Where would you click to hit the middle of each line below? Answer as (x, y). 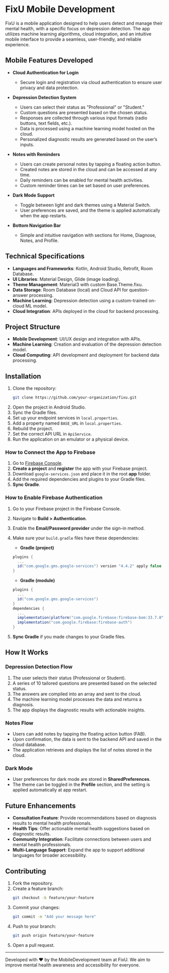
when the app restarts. (44, 215)
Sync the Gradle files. (35, 413)
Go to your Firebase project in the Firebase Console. (67, 509)
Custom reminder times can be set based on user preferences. (85, 185)
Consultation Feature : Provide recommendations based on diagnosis (84, 818)
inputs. (27, 144)
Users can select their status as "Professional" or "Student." (82, 107)
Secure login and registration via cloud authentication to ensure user (91, 82)
